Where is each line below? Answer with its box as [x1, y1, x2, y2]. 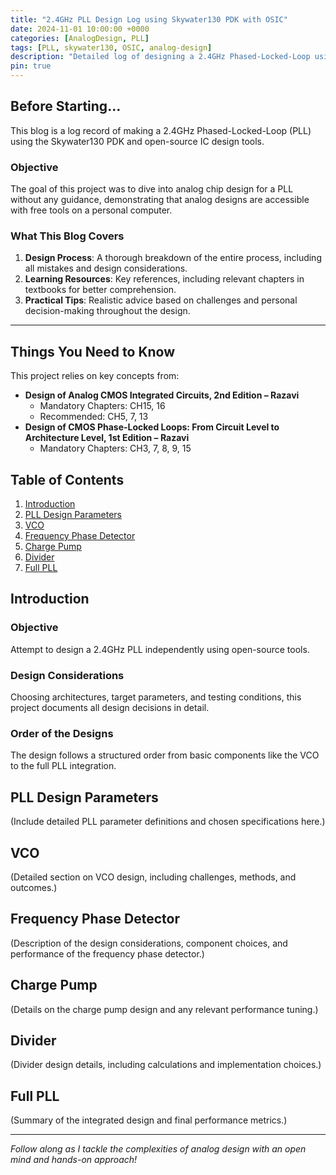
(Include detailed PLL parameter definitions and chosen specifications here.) [10, 816, 326, 828]
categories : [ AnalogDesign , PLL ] [10, 33, 150, 43]
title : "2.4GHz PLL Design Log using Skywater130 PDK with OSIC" [10, 14, 288, 25]
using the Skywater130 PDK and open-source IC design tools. [10, 135, 265, 147]
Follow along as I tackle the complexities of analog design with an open [10, 1143, 307, 1155]
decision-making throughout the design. [24, 305, 191, 317]
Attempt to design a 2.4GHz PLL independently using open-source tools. [10, 643, 310, 655]
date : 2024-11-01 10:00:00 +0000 [10, 24, 150, 34]
